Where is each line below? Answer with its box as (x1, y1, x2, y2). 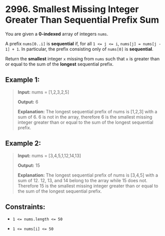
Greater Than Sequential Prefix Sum (5, 14, 159, 26)
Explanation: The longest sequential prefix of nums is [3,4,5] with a (17, 172, 158, 178)
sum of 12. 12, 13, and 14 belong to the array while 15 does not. (17, 177, 148, 183)
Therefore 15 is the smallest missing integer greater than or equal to (17, 183, 158, 189)
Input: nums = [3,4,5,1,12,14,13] (17, 152, 81, 159)
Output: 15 (17, 162, 40, 168)
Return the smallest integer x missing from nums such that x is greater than (5, 55, 160, 61)
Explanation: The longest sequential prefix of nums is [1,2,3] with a (17, 108, 157, 114)
